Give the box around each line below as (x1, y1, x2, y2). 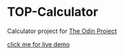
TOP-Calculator (7, 4, 99, 20)
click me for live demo (7, 40, 70, 48)
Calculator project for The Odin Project (7, 27, 117, 35)
